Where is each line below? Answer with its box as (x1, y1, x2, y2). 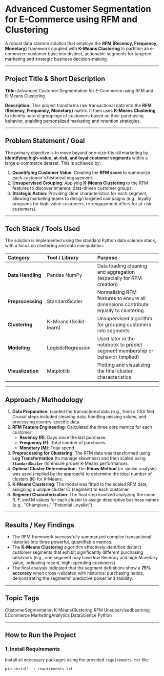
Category (7, 254, 30, 261)
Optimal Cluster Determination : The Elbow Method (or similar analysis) (12, 466, 157, 472)
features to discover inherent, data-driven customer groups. (12, 185, 133, 191)
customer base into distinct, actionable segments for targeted (27, 50, 152, 57)
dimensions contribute (97, 301, 149, 308)
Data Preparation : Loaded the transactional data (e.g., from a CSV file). (12, 409, 156, 414)
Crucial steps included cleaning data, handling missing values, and (12, 414, 146, 420)
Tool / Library (47, 254, 79, 261)
